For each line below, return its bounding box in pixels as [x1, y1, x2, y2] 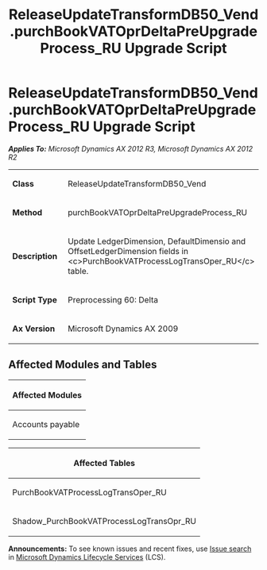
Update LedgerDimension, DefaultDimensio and [67, 236, 246, 247]
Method [12, 206, 43, 218]
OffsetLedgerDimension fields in [67, 245, 189, 256]
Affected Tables [73, 457, 135, 468]
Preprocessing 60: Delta [67, 294, 159, 305]
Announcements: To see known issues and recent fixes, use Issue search [8, 544, 252, 553]
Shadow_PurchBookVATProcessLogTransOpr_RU [12, 515, 197, 526]
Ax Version [12, 323, 56, 334]
